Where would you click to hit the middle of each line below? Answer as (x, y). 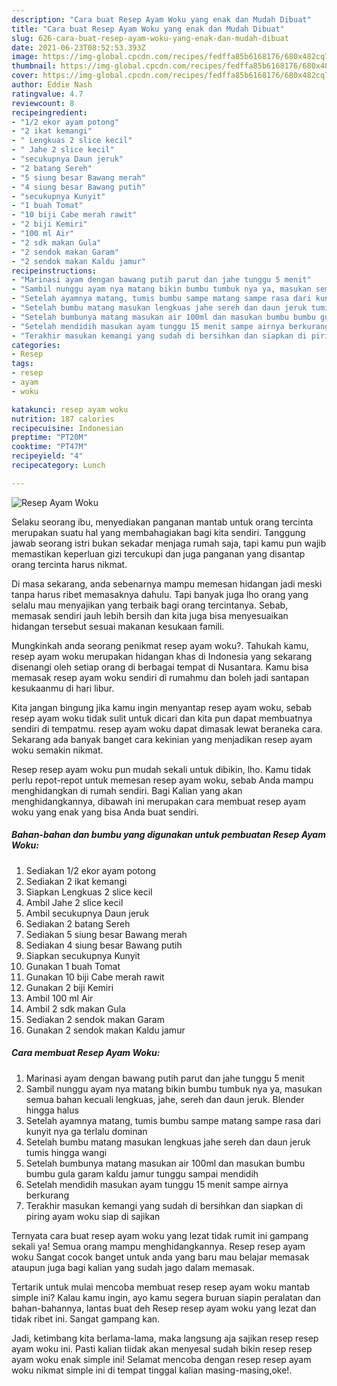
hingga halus (52, 1110)
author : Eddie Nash (52, 85)
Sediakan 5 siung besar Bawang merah (106, 934)
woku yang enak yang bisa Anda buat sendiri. (105, 812)
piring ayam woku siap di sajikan (93, 1216)
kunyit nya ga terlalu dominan (86, 1131)
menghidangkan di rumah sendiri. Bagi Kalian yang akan (127, 790)
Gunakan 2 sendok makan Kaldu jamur (105, 1030)
